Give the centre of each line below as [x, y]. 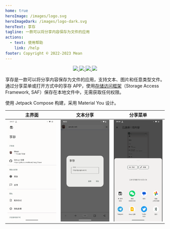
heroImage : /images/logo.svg [36, 16]
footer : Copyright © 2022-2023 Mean [44, 53]
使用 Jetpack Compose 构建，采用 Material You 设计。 [62, 103]
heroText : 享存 [20, 27]
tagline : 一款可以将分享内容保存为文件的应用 [48, 32]
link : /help [27, 48]
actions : [14, 37]
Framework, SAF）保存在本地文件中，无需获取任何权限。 [65, 92]
